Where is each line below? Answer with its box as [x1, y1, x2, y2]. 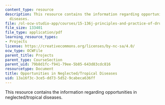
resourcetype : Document [5, 67, 54, 72]
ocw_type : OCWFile [5, 48, 43, 53]
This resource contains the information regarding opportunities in [5, 89, 137, 95]
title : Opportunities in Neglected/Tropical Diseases [5, 71, 118, 76]
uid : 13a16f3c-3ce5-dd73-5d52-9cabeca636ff [5, 76, 96, 80]
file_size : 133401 [5, 26, 43, 30]
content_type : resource [5, 7, 54, 12]
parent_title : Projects [5, 52, 54, 58]
